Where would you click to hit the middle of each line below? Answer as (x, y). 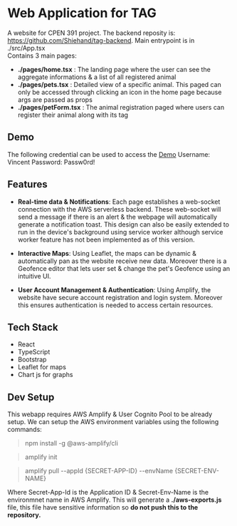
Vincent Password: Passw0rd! (51, 162)
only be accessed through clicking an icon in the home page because (120, 92)
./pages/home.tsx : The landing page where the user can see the (114, 69)
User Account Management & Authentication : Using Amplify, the (114, 289)
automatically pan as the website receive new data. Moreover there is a (122, 261)
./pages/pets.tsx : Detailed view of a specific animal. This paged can (120, 84)
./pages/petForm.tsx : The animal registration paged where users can (121, 107)
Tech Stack (33, 327)
